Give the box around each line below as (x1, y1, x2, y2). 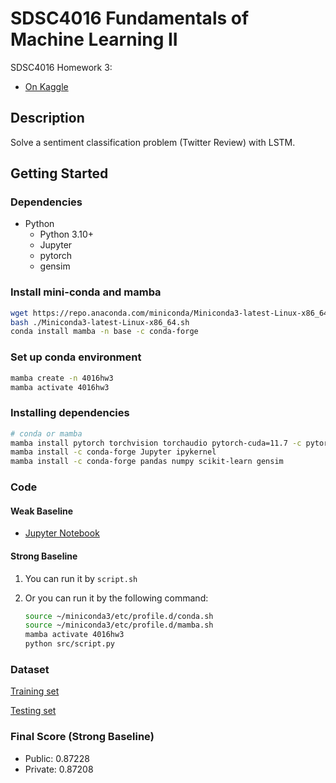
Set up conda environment (10, 350, 142, 364)
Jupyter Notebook (24, 527, 100, 539)
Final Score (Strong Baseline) (10, 730, 155, 744)
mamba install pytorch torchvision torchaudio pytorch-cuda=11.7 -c (10, 438, 302, 448)
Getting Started (10, 165, 109, 182)
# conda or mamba (10, 428, 83, 439)
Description (10, 110, 85, 127)
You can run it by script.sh (24, 572, 138, 584)
